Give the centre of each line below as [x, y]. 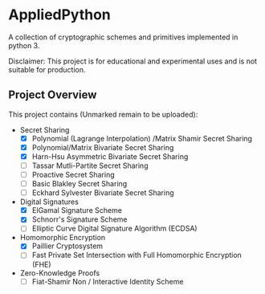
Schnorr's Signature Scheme [79, 219]
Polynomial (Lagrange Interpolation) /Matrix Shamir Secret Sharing [142, 138]
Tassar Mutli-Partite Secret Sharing [90, 165]
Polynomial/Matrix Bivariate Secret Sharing [103, 147]
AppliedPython [59, 15]
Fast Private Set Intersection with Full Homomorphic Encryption [137, 255]
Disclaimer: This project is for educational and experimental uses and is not [133, 61]
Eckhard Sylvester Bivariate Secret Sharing [103, 193]
